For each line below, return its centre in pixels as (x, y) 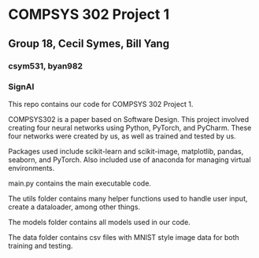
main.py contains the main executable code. (80, 183)
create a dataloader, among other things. (74, 207)
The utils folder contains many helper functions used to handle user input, (128, 198)
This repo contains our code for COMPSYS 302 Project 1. (101, 104)
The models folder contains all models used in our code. (99, 222)
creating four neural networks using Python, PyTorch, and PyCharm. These (130, 127)
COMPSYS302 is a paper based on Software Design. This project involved (129, 119)
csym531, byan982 (46, 66)
